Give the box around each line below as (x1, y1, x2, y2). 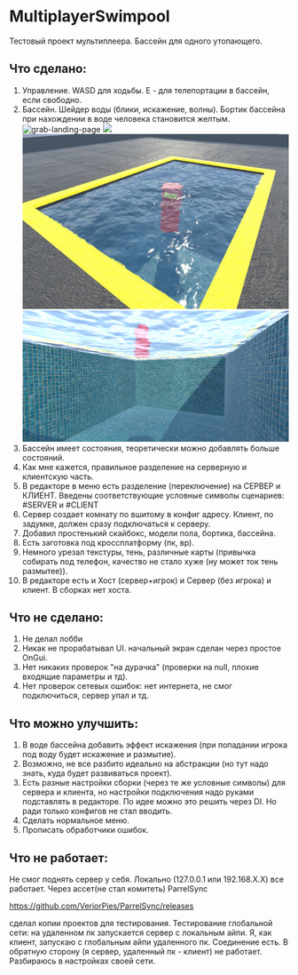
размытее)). (21, 565, 68, 576)
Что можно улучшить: (9, 715, 139, 731)
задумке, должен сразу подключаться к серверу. (21, 518, 211, 529)
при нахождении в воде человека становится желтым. (21, 113, 231, 124)
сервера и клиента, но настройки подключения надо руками (21, 787, 255, 797)
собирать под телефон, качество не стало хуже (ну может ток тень (21, 555, 278, 566)
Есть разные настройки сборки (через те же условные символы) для (21, 778, 286, 788)
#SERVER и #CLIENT (21, 499, 99, 510)
